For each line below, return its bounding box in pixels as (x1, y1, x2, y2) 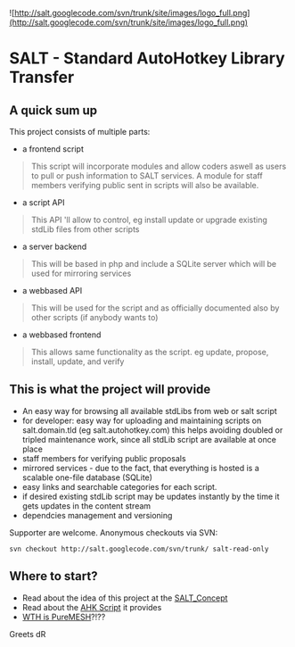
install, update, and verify (30, 356, 125, 367)
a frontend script (21, 144, 85, 154)
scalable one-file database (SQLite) (21, 472, 153, 483)
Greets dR (9, 628, 46, 639)
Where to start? (9, 568, 98, 584)
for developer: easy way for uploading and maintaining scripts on (21, 415, 262, 426)
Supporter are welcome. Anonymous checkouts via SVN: (9, 527, 218, 538)
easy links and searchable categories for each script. (21, 481, 217, 492)
